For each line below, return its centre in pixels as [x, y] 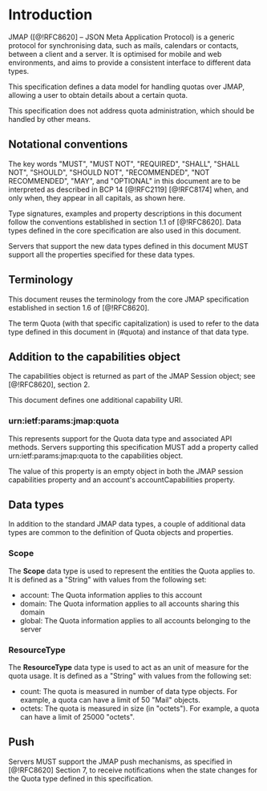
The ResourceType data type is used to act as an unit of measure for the [129, 667]
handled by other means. [49, 119]
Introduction [51, 15]
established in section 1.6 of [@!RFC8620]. [79, 307]
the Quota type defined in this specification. [81, 778]
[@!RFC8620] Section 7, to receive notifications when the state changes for [133, 770]
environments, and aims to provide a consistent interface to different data [129, 63]
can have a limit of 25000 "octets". [77, 717]
